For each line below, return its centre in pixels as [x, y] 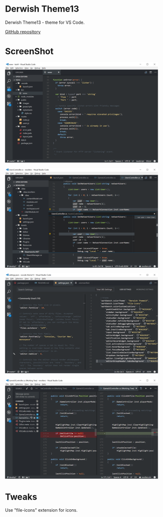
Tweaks [21, 497]
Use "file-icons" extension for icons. [41, 510]
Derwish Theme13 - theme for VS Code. [45, 22]
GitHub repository [23, 32]
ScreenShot [29, 51]
